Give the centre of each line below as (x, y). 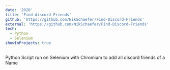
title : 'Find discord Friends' (38, 15)
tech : (11, 29)
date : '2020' (19, 10)
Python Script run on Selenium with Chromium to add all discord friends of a (85, 57)
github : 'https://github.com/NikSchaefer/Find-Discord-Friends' (75, 19)
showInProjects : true (28, 43)
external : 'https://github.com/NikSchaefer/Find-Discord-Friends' (77, 24)
